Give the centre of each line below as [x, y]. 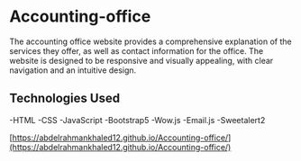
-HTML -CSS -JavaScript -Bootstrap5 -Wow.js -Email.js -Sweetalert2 [137, 120]
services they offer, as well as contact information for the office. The [137, 50]
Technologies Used [64, 98]
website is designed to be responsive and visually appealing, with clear [141, 60]
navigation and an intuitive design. [73, 70]
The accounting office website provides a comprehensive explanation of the [150, 41]
